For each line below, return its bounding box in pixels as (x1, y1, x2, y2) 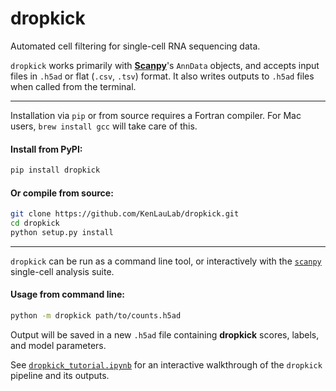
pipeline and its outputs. (10, 369, 110, 381)
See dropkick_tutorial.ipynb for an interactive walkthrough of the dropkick (10, 358, 323, 371)
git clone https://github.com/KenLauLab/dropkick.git (10, 209, 240, 219)
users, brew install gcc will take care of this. (10, 120, 198, 132)
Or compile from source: (10, 187, 114, 199)
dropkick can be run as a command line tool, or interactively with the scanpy (10, 255, 322, 267)
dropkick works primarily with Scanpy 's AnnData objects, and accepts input (10, 59, 320, 71)
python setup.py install (10, 227, 114, 237)
